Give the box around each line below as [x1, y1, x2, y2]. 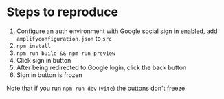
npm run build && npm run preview [16, 49, 115, 57]
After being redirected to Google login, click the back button [16, 63, 187, 71]
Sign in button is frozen [16, 70, 83, 79]
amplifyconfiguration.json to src [16, 34, 112, 42]
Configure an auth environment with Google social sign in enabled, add [16, 27, 218, 35]
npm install [16, 43, 51, 49]
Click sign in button [16, 56, 71, 64]
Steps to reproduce [6, 4, 118, 20]
